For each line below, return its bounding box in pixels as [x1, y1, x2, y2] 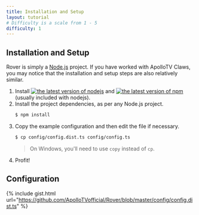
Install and [14, 88, 115, 95]
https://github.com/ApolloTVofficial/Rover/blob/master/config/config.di [18, 196, 193, 203]
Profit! [14, 156, 30, 164]
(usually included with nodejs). [14, 94, 91, 102]
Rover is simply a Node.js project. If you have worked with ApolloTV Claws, [6, 63, 191, 70]
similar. [6, 76, 24, 84]
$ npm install [14, 112, 50, 118]
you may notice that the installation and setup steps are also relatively [6, 70, 178, 77]
